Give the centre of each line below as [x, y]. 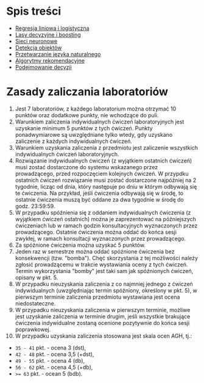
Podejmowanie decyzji [43, 67]
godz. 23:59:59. [35, 206]
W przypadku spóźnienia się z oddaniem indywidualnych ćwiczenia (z [103, 213]
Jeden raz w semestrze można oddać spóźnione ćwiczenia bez [95, 251]
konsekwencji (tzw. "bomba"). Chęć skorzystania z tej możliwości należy [107, 258]
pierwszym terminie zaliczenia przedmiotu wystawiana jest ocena [97, 297]
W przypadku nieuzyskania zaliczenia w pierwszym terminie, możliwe [103, 310]
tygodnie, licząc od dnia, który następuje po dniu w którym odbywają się [106, 186]
